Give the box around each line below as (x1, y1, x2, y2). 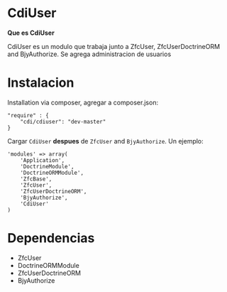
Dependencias (7, 230, 95, 247)
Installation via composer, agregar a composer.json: (7, 98, 158, 107)
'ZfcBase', (20, 175, 52, 183)
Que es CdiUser (7, 28, 55, 37)
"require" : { (7, 112, 50, 119)
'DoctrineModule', (20, 163, 74, 170)
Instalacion (7, 75, 74, 91)
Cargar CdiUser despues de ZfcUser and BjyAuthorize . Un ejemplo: (7, 136, 204, 145)
